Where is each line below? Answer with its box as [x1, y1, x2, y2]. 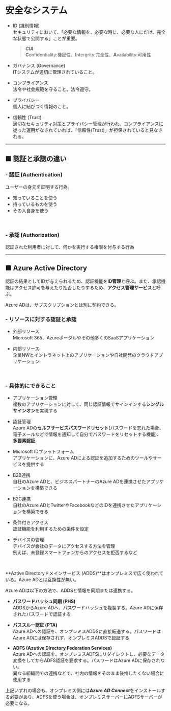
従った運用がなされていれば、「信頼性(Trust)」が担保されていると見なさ [12, 127, 163, 133]
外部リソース [12, 328, 40, 335]
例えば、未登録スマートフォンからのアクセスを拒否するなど [12, 549, 137, 556]
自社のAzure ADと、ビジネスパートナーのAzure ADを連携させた [12, 478, 147, 485]
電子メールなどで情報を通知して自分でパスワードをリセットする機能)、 [12, 431, 162, 438]
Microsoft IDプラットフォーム [12, 448, 74, 455]
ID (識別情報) [12, 22, 40, 29]
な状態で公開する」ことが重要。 [12, 35, 80, 41]
